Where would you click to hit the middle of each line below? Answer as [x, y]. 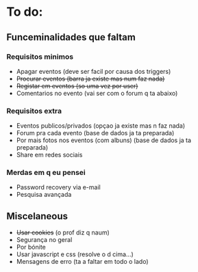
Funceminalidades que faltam [71, 37]
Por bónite [31, 247]
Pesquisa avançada [44, 195]
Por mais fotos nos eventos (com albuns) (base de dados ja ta [104, 140]
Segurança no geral [44, 240]
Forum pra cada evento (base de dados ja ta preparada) [95, 133]
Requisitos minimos [40, 57]
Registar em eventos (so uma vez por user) [77, 85]
